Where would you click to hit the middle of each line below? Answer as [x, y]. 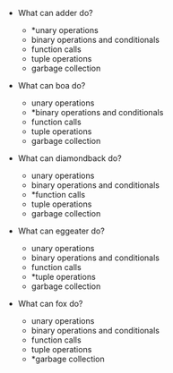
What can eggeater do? [61, 231]
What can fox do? [50, 304]
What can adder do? [55, 13]
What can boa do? [52, 85]
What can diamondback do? [70, 158]
